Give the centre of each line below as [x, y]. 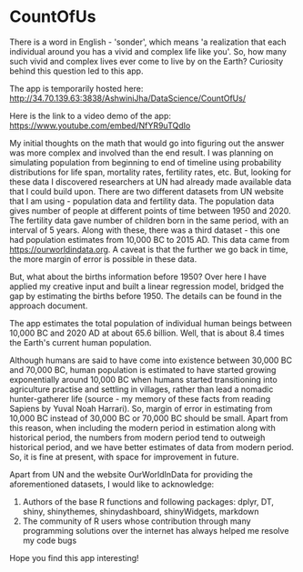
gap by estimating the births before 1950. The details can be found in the [146, 296]
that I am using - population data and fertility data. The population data [142, 201]
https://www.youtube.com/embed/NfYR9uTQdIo [100, 125]
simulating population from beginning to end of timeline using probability [146, 162]
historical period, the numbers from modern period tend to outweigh [137, 437]
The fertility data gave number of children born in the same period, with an [149, 220]
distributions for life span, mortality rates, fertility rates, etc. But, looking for [150, 172]
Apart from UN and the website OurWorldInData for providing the [131, 474]
